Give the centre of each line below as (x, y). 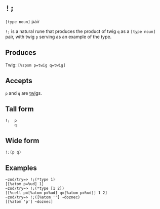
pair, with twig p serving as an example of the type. (58, 37)
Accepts (19, 81)
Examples (21, 168)
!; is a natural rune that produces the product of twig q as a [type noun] (81, 31)
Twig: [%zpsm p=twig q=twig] (35, 65)
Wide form (22, 141)
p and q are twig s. (24, 93)
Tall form (19, 109)
